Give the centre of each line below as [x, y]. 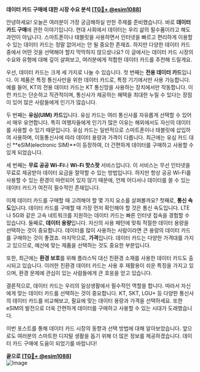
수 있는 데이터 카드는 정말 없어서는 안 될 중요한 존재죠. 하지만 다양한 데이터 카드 [99, 45]
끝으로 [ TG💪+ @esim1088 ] [39, 356]
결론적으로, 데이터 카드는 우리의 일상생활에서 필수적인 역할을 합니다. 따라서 [93, 286]
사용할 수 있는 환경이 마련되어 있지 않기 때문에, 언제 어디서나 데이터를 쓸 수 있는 [99, 180]
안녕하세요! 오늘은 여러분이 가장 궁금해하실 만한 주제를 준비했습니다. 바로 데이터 [99, 22]
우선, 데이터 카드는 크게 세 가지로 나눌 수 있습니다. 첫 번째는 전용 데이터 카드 [94, 72]
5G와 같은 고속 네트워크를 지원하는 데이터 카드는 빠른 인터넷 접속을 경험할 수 [101, 215]
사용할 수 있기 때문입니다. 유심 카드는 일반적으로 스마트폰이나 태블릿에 [93, 130]
